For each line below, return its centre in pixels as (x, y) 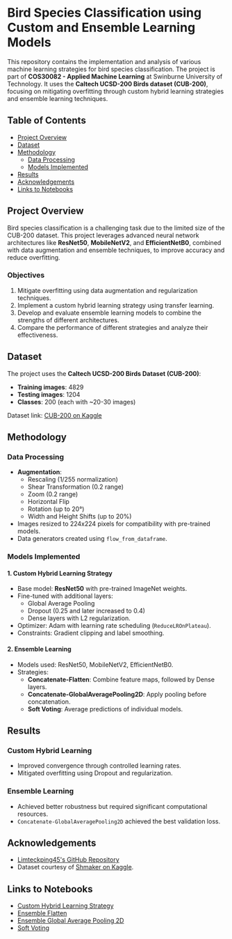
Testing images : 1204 (49, 394)
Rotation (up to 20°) (56, 509)
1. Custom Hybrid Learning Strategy (60, 573)
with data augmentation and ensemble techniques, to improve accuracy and (116, 250)
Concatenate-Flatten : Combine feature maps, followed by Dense (121, 679)
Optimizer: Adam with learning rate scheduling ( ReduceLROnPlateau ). (114, 626)
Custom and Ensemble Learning (101, 27)
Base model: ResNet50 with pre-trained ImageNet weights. (102, 589)
